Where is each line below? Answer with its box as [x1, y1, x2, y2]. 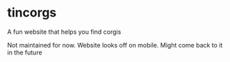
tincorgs [7, 5, 57, 21]
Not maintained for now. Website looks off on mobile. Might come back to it [7, 41, 223, 49]
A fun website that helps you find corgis [7, 28, 122, 36]
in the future [7, 48, 43, 56]
